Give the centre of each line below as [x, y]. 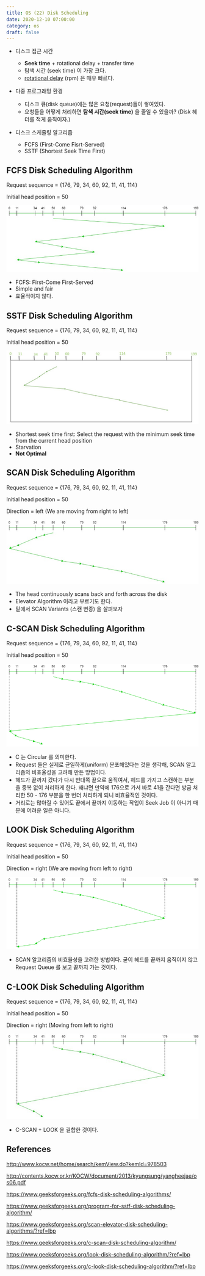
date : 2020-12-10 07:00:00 [41, 19]
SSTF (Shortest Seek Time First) [65, 151]
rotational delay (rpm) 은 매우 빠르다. [69, 78]
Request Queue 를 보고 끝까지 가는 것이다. [66, 967]
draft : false [23, 32]
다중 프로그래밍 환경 [39, 91]
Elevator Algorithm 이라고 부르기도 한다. [63, 601]
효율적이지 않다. [34, 296]
